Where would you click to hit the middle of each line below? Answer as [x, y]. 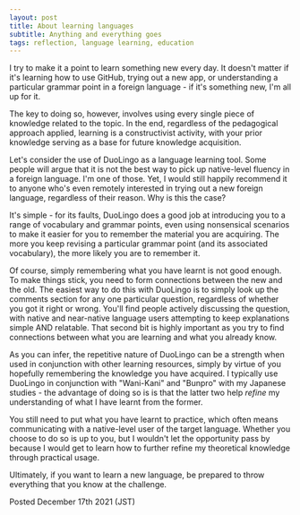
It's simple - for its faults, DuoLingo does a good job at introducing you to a [148, 215]
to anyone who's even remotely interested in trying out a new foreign [136, 188]
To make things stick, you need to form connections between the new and [146, 280]
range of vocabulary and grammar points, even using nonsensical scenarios [150, 225]
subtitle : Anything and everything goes [86, 34]
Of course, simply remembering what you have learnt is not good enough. [146, 270]
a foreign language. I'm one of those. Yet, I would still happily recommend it [149, 179]
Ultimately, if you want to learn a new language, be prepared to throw [137, 475]
